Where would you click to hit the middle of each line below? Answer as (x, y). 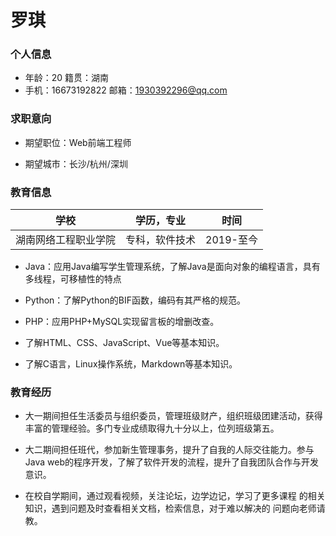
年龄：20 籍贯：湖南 (67, 78)
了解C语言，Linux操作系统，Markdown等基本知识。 (131, 364)
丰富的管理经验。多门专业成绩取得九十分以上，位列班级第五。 (152, 428)
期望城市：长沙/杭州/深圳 (76, 163)
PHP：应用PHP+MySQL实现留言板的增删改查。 (122, 322)
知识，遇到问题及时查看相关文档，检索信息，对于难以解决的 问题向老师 (170, 508)
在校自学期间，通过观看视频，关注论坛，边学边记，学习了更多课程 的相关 (175, 496)
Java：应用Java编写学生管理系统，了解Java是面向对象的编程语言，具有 (172, 267)
